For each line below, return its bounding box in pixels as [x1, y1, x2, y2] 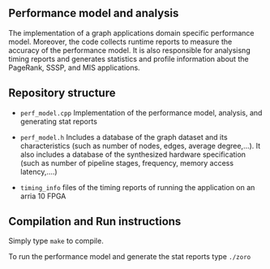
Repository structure [8, 86, 116, 100]
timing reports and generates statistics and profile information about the [8, 54, 249, 63]
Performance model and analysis [8, 7, 179, 20]
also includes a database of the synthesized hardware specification [19, 150, 246, 159]
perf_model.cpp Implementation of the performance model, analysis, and [19, 107, 263, 117]
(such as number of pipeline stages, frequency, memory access [19, 158, 234, 167]
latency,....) [19, 167, 58, 176]
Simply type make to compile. [8, 236, 104, 246]
